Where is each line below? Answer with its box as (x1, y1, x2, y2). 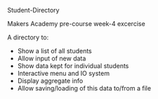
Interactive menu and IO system (17, 70, 110, 77)
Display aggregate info (17, 77, 84, 85)
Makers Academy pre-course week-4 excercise (7, 20, 145, 27)
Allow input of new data (17, 54, 86, 62)
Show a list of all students (17, 47, 93, 55)
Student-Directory (7, 6, 60, 14)
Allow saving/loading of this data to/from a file (17, 84, 152, 92)
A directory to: (7, 33, 49, 41)
